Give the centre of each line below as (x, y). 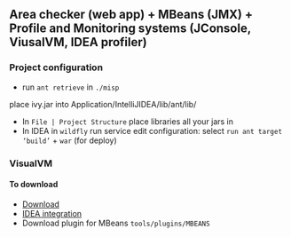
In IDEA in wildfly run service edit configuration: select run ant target (152, 130)
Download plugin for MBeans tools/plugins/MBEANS (116, 223)
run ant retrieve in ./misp (71, 87)
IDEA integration (52, 213)
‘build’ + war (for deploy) (69, 140)
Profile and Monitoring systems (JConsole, (130, 29)
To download (34, 185)
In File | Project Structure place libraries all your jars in (127, 121)
